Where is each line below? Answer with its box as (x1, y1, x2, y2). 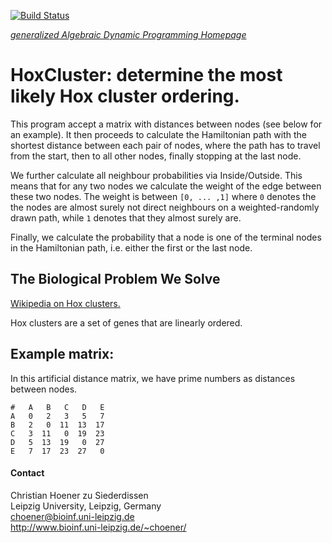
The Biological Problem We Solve (10, 271, 221, 288)
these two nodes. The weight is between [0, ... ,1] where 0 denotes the (10, 190, 317, 202)
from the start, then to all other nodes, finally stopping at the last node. (10, 150, 302, 162)
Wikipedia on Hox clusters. (10, 297, 121, 309)
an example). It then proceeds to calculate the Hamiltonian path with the (10, 128, 307, 140)
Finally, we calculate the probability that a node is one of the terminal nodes (10, 231, 322, 243)
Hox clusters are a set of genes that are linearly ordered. (10, 316, 243, 329)
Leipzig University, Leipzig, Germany (10, 500, 162, 512)
